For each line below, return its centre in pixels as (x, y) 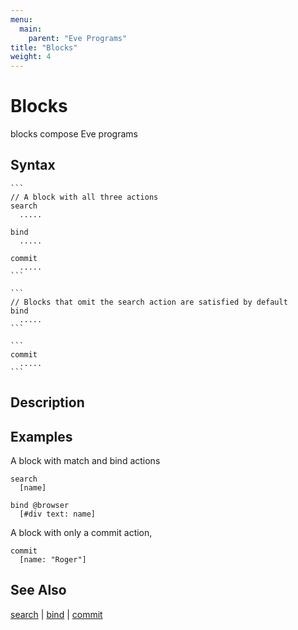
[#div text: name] (58, 514)
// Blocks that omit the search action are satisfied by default (149, 302)
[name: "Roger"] (53, 560)
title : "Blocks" (44, 47)
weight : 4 (31, 57)
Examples (41, 436)
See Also (38, 590)
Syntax (33, 165)
